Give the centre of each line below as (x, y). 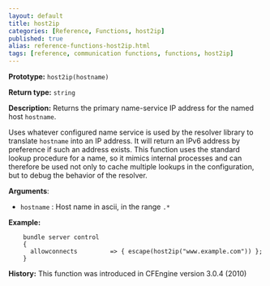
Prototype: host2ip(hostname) (59, 77)
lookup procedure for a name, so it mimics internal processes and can (125, 158)
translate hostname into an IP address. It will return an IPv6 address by (124, 141)
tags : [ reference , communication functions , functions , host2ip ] (121, 53)
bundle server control (61, 237)
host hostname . (32, 117)
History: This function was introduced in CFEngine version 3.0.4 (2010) (128, 273)
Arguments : (29, 191)
